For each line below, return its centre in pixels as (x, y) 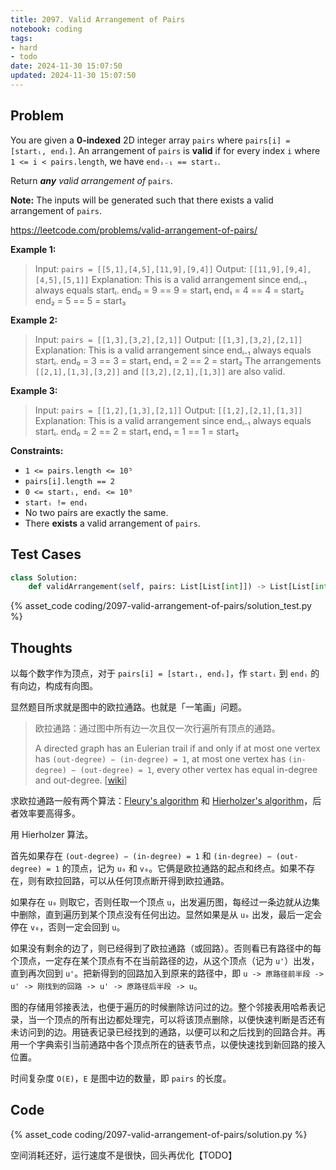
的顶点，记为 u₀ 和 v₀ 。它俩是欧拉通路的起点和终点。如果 (179, 868)
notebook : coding (46, 29)
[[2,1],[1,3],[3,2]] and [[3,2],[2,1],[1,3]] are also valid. (160, 371)
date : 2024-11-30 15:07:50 (66, 66)
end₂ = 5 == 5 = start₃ (80, 300)
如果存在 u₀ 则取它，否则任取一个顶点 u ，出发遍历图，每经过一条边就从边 (161, 902)
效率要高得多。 (49, 813)
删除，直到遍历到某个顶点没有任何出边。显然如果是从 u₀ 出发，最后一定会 (170, 915)
